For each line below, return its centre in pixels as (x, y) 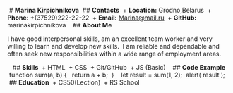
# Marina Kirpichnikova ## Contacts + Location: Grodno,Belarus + (110, 10)
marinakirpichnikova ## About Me (60, 25)
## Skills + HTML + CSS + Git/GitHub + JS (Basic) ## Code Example (119, 67)
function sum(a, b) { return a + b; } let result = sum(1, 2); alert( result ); (117, 75)
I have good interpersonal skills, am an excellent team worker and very (110, 39)
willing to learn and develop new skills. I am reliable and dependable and (114, 46)
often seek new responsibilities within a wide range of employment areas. (114, 54)
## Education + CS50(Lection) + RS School (74, 82)
